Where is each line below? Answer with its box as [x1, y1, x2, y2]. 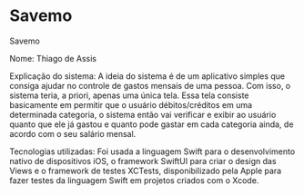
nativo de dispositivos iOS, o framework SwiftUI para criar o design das [9, 155, 277, 166]
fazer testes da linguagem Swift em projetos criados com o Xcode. [9, 174, 259, 186]
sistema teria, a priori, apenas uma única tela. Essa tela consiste [9, 90, 249, 101]
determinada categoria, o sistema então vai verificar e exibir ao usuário [9, 109, 277, 120]
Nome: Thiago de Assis [9, 53, 97, 63]
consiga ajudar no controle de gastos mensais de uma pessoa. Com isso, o [9, 80, 291, 91]
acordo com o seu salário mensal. [9, 128, 137, 139]
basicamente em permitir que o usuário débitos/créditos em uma [9, 99, 253, 110]
